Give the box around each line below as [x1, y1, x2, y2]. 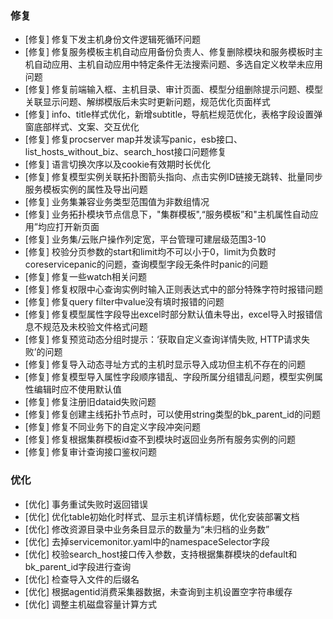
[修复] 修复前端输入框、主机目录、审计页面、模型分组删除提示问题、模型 [24, 83, 323, 96]
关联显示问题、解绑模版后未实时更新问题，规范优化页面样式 [24, 96, 271, 108]
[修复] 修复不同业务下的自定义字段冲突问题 [24, 421, 201, 433]
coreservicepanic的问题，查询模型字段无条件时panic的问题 [24, 258, 269, 271]
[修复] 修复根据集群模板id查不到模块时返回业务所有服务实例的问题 [24, 433, 296, 446]
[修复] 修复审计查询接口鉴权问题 [24, 446, 157, 458]
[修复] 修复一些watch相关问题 [24, 271, 147, 283]
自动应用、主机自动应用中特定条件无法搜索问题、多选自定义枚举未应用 [33, 58, 323, 71]
